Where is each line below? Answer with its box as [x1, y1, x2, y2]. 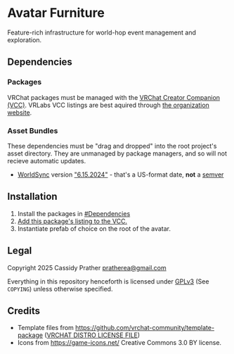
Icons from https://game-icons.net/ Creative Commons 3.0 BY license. [17, 339, 222, 347]
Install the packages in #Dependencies [17, 209, 131, 217]
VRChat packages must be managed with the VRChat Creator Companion [7, 93, 220, 101]
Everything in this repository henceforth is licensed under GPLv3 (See [7, 277, 209, 286]
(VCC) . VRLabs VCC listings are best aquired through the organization [7, 101, 209, 109]
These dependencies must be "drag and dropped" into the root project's [7, 141, 217, 150]
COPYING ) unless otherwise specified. [7, 284, 113, 293]
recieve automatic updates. [7, 156, 86, 165]
